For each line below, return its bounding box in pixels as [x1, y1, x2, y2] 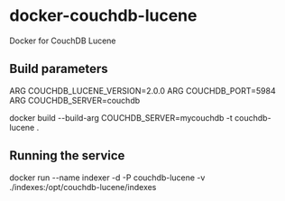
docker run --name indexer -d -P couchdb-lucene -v [9, 172, 206, 183]
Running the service [9, 148, 125, 163]
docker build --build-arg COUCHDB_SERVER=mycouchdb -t [9, 112, 233, 123]
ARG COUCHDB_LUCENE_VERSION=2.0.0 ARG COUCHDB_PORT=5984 [9, 85, 277, 96]
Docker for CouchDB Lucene [9, 35, 116, 46]
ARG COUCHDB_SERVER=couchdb [9, 95, 141, 105]
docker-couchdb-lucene [9, 5, 198, 26]
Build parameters [9, 61, 108, 77]
